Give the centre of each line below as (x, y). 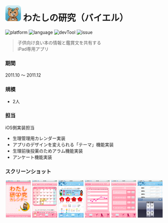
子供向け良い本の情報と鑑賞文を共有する (59, 42)
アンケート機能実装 (32, 157)
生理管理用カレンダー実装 (39, 138)
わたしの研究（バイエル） (76, 18)
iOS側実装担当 (20, 127)
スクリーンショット (28, 171)
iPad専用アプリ (33, 49)
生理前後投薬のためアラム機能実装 (48, 151)
